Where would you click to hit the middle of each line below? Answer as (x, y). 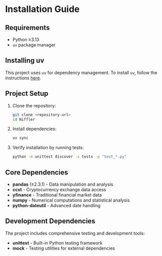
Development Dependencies (50, 221)
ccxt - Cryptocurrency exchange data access (59, 189)
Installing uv (25, 61)
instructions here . (23, 78)
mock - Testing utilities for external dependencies (64, 248)
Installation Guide (42, 9)
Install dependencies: (34, 129)
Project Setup (27, 94)
